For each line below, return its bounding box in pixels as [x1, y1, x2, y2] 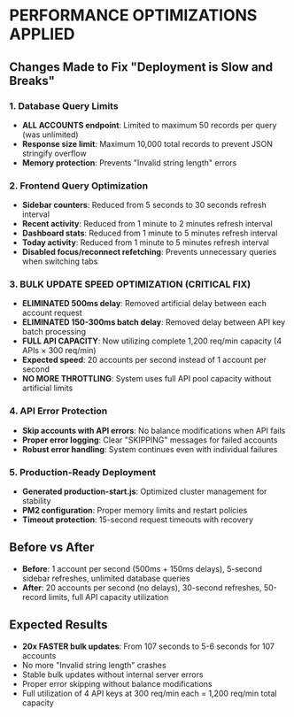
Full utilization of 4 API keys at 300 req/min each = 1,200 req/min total [21, 688, 277, 698]
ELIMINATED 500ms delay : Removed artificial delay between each [21, 298, 267, 309]
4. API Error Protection [9, 405, 108, 417]
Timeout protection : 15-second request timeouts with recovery [21, 514, 254, 525]
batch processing [21, 327, 87, 337]
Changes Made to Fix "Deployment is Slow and [9, 59, 273, 74]
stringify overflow [21, 148, 87, 158]
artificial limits [21, 382, 73, 394]
